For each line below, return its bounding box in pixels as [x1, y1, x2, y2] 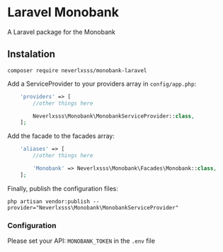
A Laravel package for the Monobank [7, 28, 115, 36]
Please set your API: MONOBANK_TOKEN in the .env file [7, 236, 156, 245]
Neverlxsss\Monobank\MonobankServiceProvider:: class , [33, 113, 195, 120]
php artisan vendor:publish [7, 197, 91, 205]
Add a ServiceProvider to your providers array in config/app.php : [7, 79, 197, 88]
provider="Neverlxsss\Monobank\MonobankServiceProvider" [7, 204, 179, 211]
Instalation [7, 48, 55, 60]
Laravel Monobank [7, 4, 119, 21]
